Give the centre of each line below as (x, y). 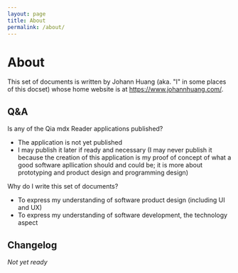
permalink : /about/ (36, 27)
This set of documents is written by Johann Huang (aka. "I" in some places (117, 82)
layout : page (27, 14)
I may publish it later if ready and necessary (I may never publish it (115, 150)
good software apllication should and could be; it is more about (110, 165)
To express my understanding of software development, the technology (123, 215)
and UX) (30, 208)
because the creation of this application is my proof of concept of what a (124, 157)
